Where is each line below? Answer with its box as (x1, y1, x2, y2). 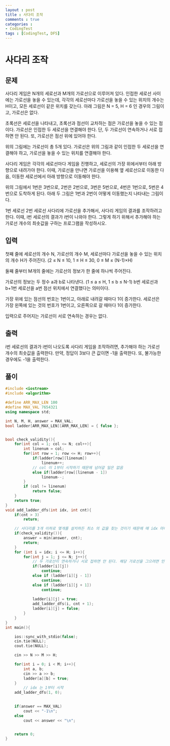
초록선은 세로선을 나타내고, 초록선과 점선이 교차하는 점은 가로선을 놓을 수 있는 (5, 120, 158, 126)
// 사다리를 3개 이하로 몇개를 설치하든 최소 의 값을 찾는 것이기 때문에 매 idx (14, 526, 158, 531)
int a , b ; (23, 666, 44, 672)
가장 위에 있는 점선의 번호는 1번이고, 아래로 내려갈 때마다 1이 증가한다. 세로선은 (5, 296, 160, 302)
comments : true (5, 17, 39, 22)
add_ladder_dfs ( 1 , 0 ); (14, 690, 62, 695)
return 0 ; (14, 731, 35, 737)
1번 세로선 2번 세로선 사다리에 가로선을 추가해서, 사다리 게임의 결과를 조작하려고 (5, 208, 162, 213)
